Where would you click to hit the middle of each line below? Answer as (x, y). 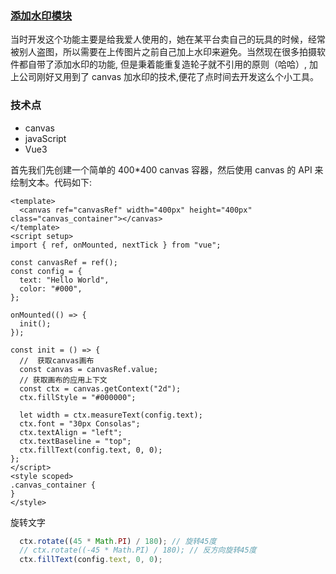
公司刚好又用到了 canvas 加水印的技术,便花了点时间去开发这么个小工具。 (169, 77)
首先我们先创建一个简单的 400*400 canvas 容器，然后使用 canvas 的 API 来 (167, 169)
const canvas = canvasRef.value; (89, 369)
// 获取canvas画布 (57, 360)
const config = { (46, 271)
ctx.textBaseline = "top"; (75, 441)
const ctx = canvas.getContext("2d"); (100, 388)
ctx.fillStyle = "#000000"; (78, 397)
